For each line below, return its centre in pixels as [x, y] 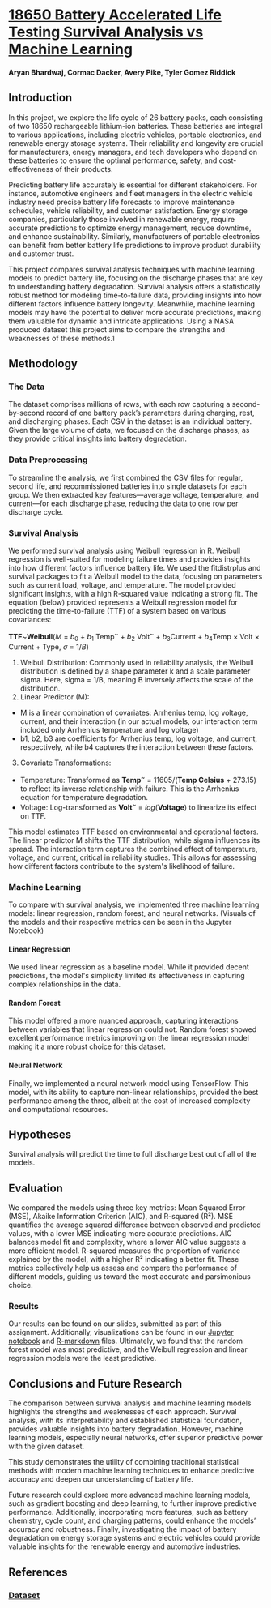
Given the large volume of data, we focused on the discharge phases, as [129, 430]
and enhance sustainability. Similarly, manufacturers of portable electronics [134, 236]
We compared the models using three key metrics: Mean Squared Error [127, 1208]
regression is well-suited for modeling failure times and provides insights [129, 559]
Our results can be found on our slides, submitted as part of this [115, 1324]
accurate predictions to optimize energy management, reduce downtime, [130, 228]
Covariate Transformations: [66, 763]
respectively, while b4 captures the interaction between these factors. [137, 747]
